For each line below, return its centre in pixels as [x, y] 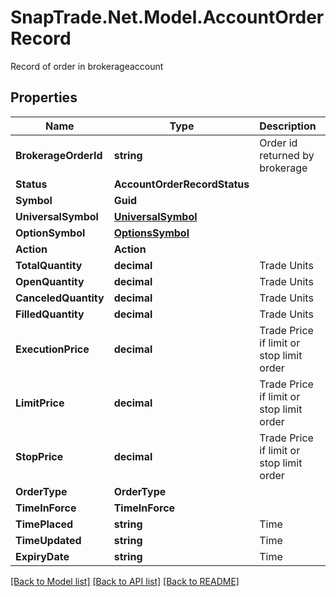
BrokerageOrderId [59, 155]
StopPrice [39, 456]
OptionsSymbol [151, 233]
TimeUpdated [48, 540]
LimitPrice [40, 403]
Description [288, 126]
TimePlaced [44, 524]
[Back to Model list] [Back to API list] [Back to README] [125, 581]
